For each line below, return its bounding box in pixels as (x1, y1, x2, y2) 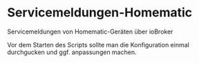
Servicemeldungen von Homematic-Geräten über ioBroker (7, 27, 173, 36)
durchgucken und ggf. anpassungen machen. (7, 48, 137, 56)
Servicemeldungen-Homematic (7, 5, 193, 21)
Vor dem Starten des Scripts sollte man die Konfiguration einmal (7, 40, 190, 49)
